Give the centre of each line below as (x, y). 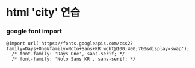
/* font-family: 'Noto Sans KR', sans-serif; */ (74, 59)
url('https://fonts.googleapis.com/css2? (81, 44)
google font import (34, 32)
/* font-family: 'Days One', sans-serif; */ (68, 54)
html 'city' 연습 (43, 12)
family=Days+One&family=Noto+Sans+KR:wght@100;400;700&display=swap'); (98, 49)
